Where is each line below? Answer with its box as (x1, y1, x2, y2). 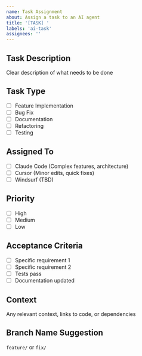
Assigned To (6, 147, 54, 157)
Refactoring (14, 122, 44, 129)
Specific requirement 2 (14, 263, 72, 271)
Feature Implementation (14, 102, 73, 109)
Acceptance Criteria (6, 241, 83, 251)
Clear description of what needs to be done (6, 69, 113, 76)
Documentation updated (14, 277, 75, 284)
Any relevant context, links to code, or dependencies (6, 310, 136, 317)
